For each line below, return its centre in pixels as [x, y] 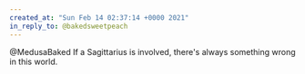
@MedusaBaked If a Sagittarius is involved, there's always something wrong [152, 51]
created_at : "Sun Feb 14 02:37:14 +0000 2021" [99, 18]
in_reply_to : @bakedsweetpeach [69, 26]
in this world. [34, 61]
